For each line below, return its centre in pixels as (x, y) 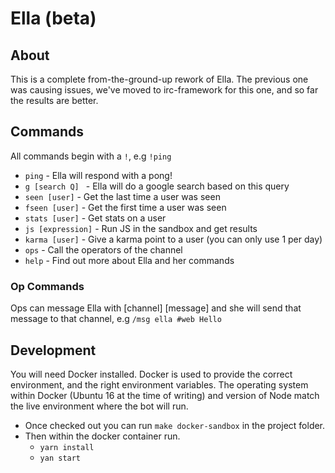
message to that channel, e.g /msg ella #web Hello (116, 319)
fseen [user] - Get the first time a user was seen (125, 207)
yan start (60, 458)
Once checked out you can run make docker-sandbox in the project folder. (175, 425)
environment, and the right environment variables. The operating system (159, 384)
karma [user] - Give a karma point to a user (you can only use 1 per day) (173, 239)
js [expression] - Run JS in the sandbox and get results (141, 228)
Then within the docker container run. (102, 436)
